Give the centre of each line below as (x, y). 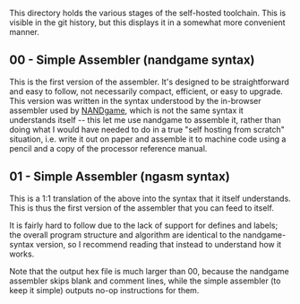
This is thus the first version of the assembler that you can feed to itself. (142, 208)
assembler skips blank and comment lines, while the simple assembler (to (145, 281)
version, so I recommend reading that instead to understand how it (159, 244)
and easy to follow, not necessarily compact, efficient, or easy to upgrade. (146, 91)
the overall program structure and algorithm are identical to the (125, 235)
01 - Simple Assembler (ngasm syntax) (120, 177)
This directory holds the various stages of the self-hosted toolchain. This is (148, 13)
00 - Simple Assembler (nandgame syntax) (132, 61)
